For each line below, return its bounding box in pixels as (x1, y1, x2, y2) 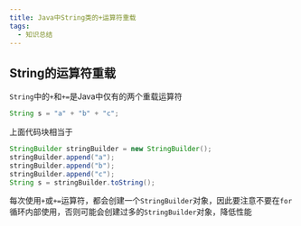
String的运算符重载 (9, 65, 117, 81)
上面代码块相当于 (9, 127, 73, 138)
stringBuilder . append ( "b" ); (9, 161, 116, 170)
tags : (9, 22, 30, 31)
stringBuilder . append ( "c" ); (9, 169, 116, 178)
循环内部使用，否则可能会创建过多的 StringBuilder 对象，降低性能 (9, 206, 253, 217)
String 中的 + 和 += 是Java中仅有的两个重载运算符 (9, 91, 183, 102)
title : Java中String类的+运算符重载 (9, 13, 136, 23)
